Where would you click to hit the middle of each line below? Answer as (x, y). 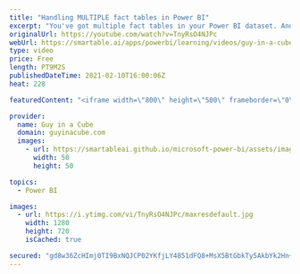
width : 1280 (47, 223)
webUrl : (24, 42)
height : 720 (47, 232)
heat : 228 (28, 84)
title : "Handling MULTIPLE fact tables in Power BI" (109, 17)
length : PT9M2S (37, 68)
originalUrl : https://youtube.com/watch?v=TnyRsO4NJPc (113, 34)
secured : (25, 255)
